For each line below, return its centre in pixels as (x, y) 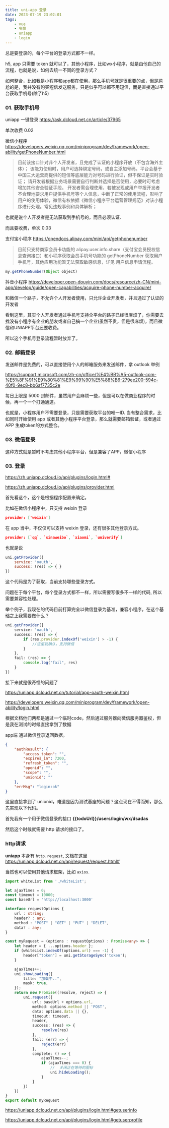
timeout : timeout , (51, 1016)
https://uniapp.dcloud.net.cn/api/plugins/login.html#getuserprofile (74, 1120)
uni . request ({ (38, 997)
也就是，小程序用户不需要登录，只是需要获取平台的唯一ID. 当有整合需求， (81, 413)
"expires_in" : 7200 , (45, 759)
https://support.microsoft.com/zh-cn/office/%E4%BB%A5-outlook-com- (81, 375)
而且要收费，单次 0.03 (28, 228)
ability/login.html (22, 707)
